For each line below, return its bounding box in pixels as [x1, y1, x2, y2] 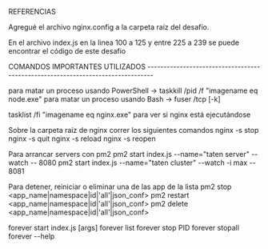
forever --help [8, 231, 55, 241]
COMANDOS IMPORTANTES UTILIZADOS [8, 62, 146, 71]
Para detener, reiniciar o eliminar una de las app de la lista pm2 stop [8, 182, 232, 191]
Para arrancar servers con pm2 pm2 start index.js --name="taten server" [8, 150, 250, 159]
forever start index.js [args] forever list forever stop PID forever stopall [8, 223, 240, 232]
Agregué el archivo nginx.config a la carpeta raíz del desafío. [8, 22, 210, 31]
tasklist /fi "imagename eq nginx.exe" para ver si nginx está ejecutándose [8, 110, 251, 119]
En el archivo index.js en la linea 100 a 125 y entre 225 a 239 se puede [8, 38, 240, 47]
